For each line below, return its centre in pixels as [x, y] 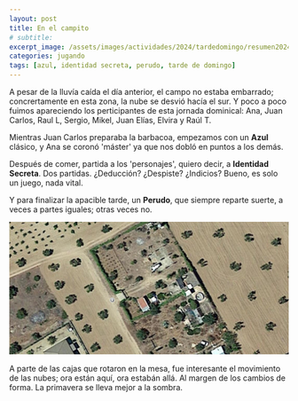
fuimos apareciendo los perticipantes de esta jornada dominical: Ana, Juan [146, 110]
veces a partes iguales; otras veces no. [81, 209]
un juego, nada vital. [46, 183]
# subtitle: [31, 37]
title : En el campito [49, 28]
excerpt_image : [37, 47]
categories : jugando [47, 56]
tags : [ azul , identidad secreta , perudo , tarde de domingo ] [123, 66]
